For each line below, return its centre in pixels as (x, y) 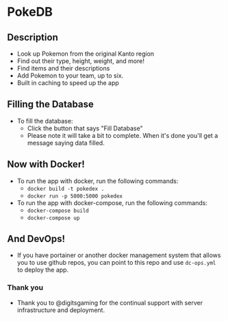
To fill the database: (45, 121)
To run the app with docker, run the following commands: (98, 181)
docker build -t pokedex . (66, 189)
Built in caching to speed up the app (68, 83)
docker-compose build (58, 211)
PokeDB (30, 12)
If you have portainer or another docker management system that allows (119, 255)
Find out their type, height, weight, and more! (81, 61)
